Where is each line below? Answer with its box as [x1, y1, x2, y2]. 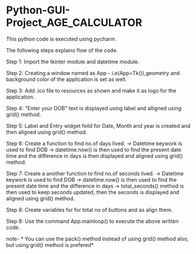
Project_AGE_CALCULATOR [6, 16, 142, 29]
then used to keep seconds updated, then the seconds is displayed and [6, 188, 180, 195]
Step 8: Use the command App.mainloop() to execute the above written [6, 218, 179, 225]
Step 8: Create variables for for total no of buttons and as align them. [6, 206, 173, 213]
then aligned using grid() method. [6, 128, 87, 136]
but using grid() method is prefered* [6, 241, 94, 248]
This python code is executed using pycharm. [6, 35, 117, 42]
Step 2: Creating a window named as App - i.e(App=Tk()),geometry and [6, 69, 180, 76]
